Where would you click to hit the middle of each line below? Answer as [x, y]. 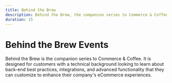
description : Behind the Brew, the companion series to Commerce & [79, 15]
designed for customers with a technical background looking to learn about [85, 64]
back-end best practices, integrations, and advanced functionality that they [85, 70]
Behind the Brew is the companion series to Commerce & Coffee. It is [78, 59]
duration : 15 [19, 19]
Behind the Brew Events [57, 45]
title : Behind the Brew [31, 10]
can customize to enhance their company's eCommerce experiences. [79, 75]
